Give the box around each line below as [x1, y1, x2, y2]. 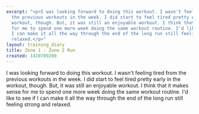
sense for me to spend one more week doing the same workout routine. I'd [6, 88, 188, 95]
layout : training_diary [6, 42, 65, 48]
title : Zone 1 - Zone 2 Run [6, 47, 76, 53]
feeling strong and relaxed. [6, 100, 72, 107]
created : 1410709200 [6, 53, 57, 59]
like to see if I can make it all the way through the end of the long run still [6, 94, 184, 102]
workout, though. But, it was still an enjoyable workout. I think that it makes [6, 81, 189, 89]
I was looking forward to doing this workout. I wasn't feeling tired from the [6, 69, 187, 76]
